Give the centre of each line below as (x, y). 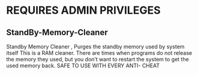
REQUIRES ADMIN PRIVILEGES (83, 10)
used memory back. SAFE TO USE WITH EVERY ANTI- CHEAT (83, 65)
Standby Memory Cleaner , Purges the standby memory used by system (95, 46)
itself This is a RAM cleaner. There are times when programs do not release (99, 53)
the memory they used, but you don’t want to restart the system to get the (97, 59)
